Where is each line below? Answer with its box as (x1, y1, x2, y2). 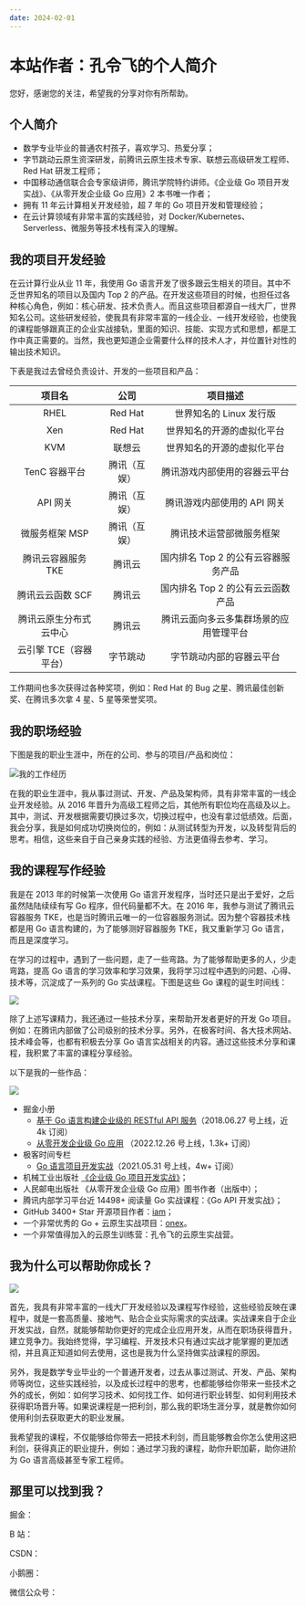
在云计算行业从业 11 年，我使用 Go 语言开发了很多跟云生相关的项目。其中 (9, 278, 283, 289)
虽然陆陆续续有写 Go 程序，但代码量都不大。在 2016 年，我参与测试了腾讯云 (9, 900, 295, 911)
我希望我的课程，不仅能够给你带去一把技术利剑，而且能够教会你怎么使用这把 (9, 1431, 297, 1443)
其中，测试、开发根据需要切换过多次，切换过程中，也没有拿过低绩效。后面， (9, 811, 297, 822)
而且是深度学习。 (9, 934, 74, 945)
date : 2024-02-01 (9, 13, 76, 23)
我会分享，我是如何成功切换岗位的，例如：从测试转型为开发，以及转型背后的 (9, 823, 297, 833)
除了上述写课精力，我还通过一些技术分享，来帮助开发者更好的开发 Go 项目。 (9, 1013, 296, 1023)
